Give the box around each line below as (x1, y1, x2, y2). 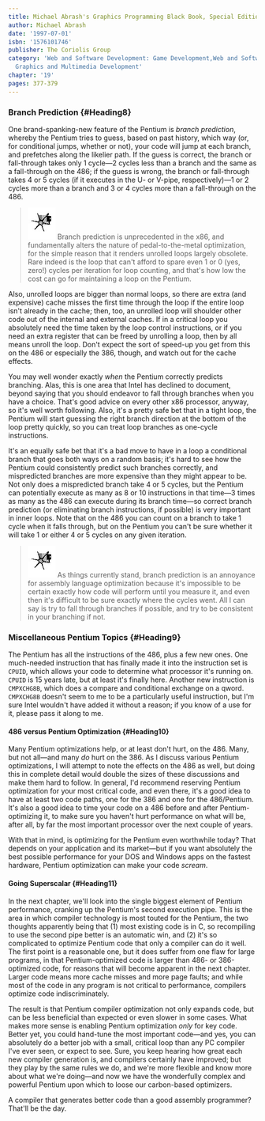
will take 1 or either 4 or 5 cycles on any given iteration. (8, 530, 187, 540)
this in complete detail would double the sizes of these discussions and (8, 770, 240, 779)
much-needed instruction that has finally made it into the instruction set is (8, 658, 248, 668)
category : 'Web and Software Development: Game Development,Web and (8, 55, 238, 62)
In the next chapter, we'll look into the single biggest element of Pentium (8, 896, 243, 906)
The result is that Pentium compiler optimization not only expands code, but (8, 1004, 255, 1013)
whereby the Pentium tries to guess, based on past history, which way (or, (8, 133, 249, 142)
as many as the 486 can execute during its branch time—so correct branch (8, 496, 252, 506)
